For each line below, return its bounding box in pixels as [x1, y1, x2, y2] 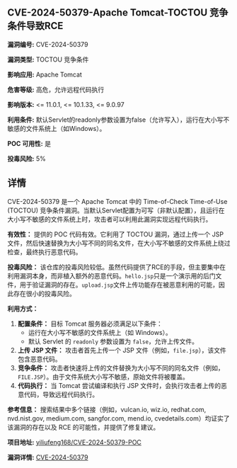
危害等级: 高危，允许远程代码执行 [7, 85, 105, 93]
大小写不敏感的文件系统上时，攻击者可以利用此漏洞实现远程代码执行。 [7, 215, 212, 223]
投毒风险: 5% [7, 154, 46, 163]
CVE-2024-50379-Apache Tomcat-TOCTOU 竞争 [7, 6, 229, 19]
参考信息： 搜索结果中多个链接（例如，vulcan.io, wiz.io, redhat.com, [7, 405, 207, 413]
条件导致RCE [7, 20, 64, 32]
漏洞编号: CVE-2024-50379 [7, 40, 88, 48]
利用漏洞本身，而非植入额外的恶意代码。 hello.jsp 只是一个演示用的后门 [7, 271, 216, 280]
